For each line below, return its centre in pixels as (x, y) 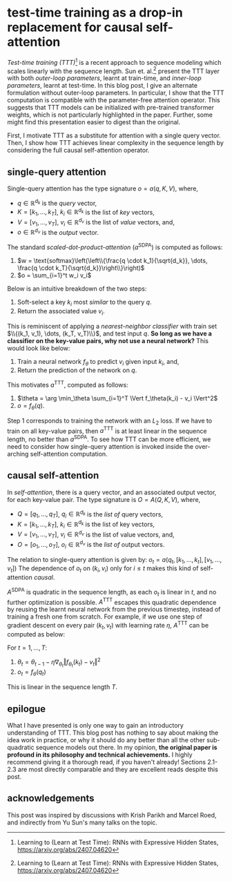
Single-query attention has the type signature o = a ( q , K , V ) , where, (103, 188)
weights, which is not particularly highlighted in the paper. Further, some (110, 115)
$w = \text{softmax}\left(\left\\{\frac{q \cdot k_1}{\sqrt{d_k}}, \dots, (112, 260)
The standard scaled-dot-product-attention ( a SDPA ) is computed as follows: (115, 246)
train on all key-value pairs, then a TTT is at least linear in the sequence (107, 430)
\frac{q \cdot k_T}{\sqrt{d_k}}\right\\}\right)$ (81, 268)
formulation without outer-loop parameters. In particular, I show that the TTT (116, 93)
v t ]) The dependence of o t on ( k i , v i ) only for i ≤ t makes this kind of (103, 569)
